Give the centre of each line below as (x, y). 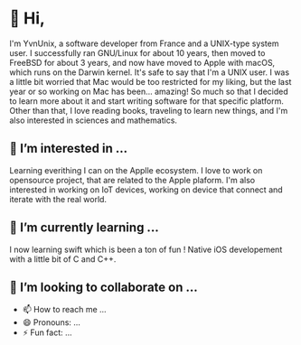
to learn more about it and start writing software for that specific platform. (147, 101)
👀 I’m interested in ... (69, 149)
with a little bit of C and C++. (63, 259)
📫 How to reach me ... (64, 310)
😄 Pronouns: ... (52, 322)
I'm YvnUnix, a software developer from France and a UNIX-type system (144, 43)
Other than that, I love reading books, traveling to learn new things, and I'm (149, 110)
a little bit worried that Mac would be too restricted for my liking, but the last (150, 81)
